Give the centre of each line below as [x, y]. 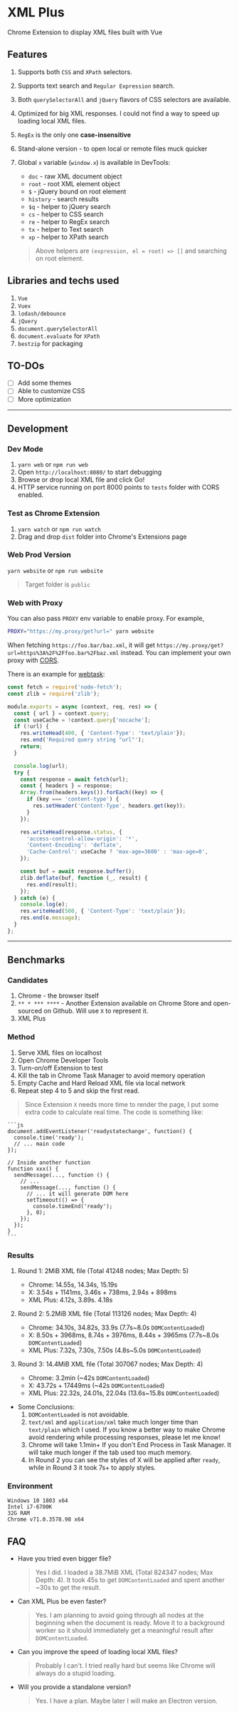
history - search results [64, 199]
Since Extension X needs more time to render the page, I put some [122, 1104]
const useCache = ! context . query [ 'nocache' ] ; [83, 720]
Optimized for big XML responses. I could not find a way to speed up [118, 113]
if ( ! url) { [32, 726]
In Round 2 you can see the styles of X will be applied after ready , [124, 1460]
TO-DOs [26, 366]
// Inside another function [49, 1163]
